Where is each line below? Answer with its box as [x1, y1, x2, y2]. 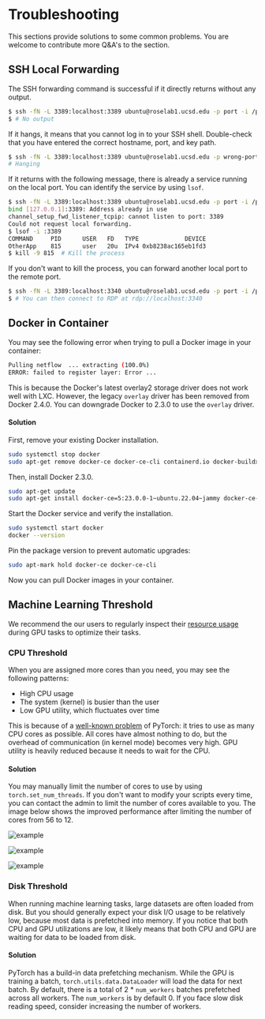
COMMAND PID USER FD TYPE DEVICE [8, 234, 207, 242]
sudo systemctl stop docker [8, 450, 101, 459]
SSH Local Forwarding [8, 63, 120, 77]
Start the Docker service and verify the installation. [8, 509, 174, 519]
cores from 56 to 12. [8, 815, 73, 825]
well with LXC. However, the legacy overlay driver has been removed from [8, 391, 250, 400]
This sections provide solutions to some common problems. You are [8, 32, 229, 41]
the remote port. [8, 272, 62, 282]
